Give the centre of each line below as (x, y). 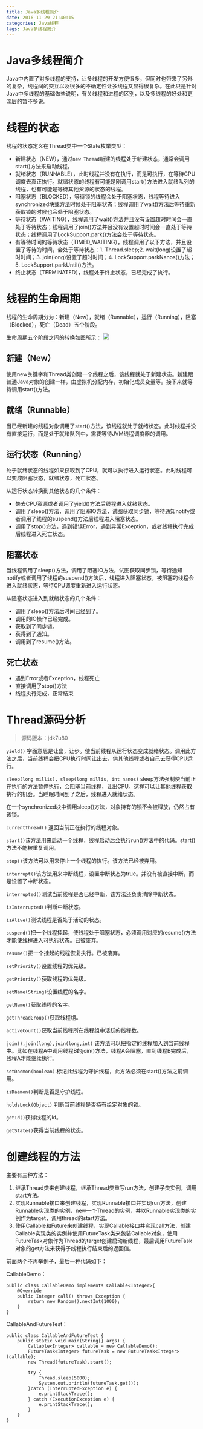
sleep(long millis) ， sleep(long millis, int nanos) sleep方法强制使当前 (99, 779)
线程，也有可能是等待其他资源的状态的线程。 (71, 189)
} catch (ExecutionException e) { (71, 1399)
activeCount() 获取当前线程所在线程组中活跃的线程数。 (74, 1030)
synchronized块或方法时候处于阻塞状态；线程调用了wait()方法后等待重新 (105, 204)
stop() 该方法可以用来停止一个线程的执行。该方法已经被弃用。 (83, 861)
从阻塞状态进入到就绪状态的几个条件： (54, 598)
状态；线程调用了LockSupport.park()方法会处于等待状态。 (87, 234)
